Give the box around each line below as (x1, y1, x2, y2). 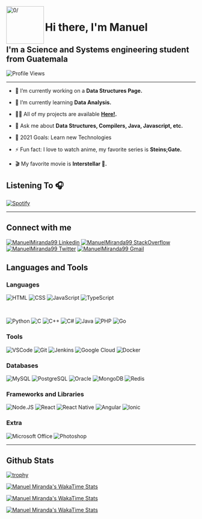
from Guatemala (6, 54, 68, 64)
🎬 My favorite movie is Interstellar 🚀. (14, 160, 107, 167)
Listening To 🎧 (6, 181, 64, 191)
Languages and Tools (6, 263, 88, 273)
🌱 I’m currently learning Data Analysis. (14, 99, 112, 106)
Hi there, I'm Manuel (44, 20, 148, 34)
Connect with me (6, 223, 72, 233)
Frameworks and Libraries (6, 390, 84, 398)
